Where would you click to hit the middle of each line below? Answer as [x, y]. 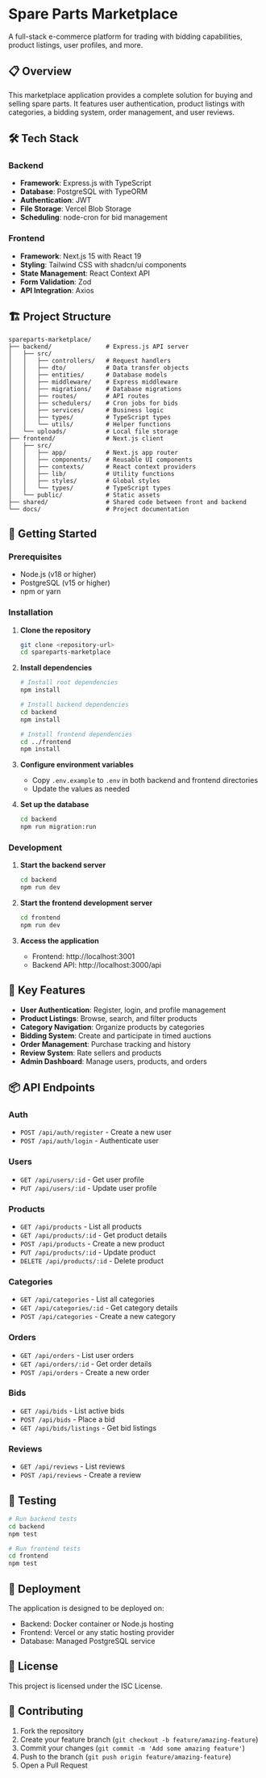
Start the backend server [63, 865]
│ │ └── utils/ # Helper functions [90, 424]
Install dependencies [56, 668]
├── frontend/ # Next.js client [86, 438]
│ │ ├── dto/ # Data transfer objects [99, 368]
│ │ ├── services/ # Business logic [86, 410]
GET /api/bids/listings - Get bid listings [88, 1427]
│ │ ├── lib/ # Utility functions [91, 473]
